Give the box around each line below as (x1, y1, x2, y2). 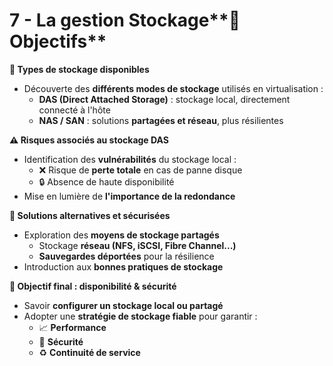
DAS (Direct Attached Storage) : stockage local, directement (38, 93, 291, 105)
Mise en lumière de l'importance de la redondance (23, 190, 236, 202)
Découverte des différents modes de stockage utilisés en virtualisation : (23, 82, 324, 94)
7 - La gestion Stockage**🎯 (9, 9, 241, 32)
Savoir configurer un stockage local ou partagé (23, 299, 224, 311)
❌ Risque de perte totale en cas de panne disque (38, 164, 243, 176)
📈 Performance (38, 321, 107, 333)
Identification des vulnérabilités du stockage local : (23, 153, 237, 165)
